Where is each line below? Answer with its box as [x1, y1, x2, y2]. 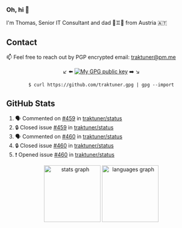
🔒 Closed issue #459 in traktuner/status [14, 123, 114, 131]
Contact [6, 37, 37, 47]
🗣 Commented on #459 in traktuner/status [14, 114, 122, 122]
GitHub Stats [6, 98, 55, 108]
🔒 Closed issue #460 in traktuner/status [14, 142, 114, 149]
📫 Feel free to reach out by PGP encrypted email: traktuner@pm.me [6, 54, 176, 61]
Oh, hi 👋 [6, 5, 30, 14]
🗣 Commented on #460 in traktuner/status [14, 132, 122, 140]
